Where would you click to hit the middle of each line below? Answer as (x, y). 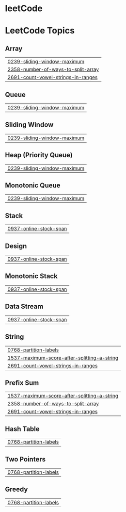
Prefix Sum (22, 383)
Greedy (16, 489)
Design (16, 246)
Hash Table (22, 429)
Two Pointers (25, 459)
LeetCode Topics (40, 31)
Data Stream (24, 306)
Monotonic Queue (33, 186)
